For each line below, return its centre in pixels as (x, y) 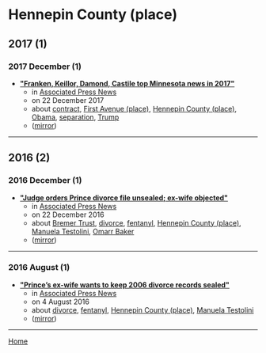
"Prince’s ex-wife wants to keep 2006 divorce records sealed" (124, 285)
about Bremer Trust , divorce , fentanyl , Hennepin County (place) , (136, 222)
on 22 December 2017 (68, 100)
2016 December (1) (45, 180)
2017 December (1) (45, 66)
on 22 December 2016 (68, 214)
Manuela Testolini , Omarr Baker (83, 231)
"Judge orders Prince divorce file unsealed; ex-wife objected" (123, 197)
